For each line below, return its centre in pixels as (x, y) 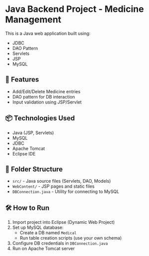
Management (33, 20)
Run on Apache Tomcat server (43, 249)
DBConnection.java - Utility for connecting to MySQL (66, 192)
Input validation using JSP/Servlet (47, 102)
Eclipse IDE (24, 154)
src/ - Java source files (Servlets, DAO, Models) (62, 181)
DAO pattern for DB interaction (44, 97)
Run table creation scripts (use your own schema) (71, 238)
